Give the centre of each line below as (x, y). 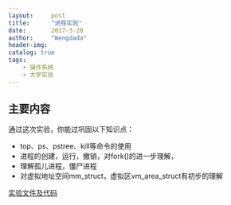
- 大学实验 (38, 75)
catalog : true (32, 52)
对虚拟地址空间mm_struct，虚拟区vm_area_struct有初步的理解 (121, 176)
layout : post (37, 15)
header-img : (28, 45)
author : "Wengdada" (48, 38)
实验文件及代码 (33, 193)
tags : (17, 60)
